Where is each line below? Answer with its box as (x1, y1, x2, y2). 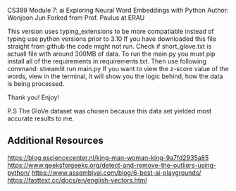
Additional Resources (7, 135, 104, 147)
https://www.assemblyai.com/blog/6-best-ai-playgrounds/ (31, 168, 202, 177)
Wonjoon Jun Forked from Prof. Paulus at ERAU (7, 13, 145, 22)
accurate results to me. (7, 114, 75, 123)
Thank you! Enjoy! (7, 93, 60, 101)
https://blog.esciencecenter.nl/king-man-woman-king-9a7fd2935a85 (7, 153, 209, 161)
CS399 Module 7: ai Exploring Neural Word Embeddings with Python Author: (7, 6, 229, 14)
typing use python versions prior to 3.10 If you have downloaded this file (7, 35, 217, 43)
